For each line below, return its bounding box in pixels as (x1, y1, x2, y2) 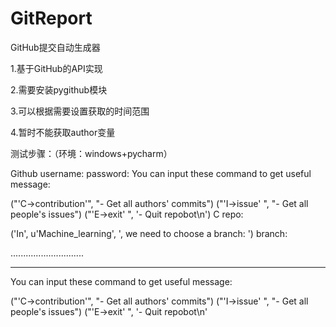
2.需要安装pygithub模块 (10, 83, 108, 96)
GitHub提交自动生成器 (10, 41, 101, 53)
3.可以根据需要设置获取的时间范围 (10, 105, 150, 117)
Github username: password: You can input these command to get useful (10, 167, 312, 179)
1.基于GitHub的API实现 (10, 62, 103, 74)
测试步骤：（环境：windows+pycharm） (10, 147, 173, 159)
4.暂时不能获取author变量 (10, 126, 116, 138)
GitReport (10, 7, 93, 30)
